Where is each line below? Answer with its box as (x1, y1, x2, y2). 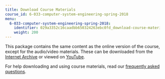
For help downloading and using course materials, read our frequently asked (5, 63, 160, 69)
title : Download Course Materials (5, 7, 76, 12)
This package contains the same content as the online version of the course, (5, 44, 160, 49)
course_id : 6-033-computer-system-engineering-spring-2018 (5, 12, 129, 17)
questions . (5, 69, 27, 74)
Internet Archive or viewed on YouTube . (5, 54, 85, 59)
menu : (5, 16, 16, 21)
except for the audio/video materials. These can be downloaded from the (5, 49, 153, 54)
